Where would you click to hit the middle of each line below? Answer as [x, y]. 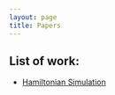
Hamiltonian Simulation [64, 82]
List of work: [44, 61]
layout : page [33, 17]
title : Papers [35, 26]
